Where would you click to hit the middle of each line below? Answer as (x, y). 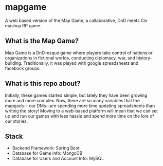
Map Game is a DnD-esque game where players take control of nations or (79, 53)
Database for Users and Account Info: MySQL (58, 158)
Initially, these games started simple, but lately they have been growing (76, 95)
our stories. (17, 121)
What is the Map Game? (42, 41)
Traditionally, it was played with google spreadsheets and (81, 63)
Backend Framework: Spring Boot (46, 148)
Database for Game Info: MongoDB (47, 153)
